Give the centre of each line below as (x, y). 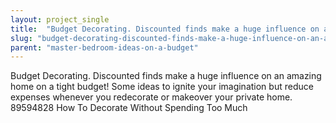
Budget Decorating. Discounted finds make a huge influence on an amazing (166, 76)
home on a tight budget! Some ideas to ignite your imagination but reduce (162, 87)
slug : (21, 38)
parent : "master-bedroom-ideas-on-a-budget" (104, 47)
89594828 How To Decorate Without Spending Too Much (129, 108)
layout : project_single (60, 19)
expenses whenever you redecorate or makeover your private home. (151, 97)
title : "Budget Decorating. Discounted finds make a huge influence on (165, 29)
